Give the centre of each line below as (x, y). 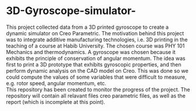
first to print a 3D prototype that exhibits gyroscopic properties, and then (94, 64)
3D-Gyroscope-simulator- (71, 11)
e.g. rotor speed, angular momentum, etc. (56, 83)
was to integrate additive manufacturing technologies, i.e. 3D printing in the (97, 39)
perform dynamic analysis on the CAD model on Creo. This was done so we (97, 70)
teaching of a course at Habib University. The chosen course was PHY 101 (95, 46)
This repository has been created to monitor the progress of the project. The (98, 89)
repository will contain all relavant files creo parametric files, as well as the (96, 96)
